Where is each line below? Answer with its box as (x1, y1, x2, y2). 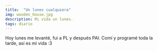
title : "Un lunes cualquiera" (5, 7, 71, 12)
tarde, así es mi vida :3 (5, 40, 52, 46)
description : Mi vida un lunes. (5, 16, 73, 21)
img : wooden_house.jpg (5, 12, 53, 17)
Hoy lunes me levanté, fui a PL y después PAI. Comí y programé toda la (5, 35, 153, 41)
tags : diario (5, 21, 33, 26)
